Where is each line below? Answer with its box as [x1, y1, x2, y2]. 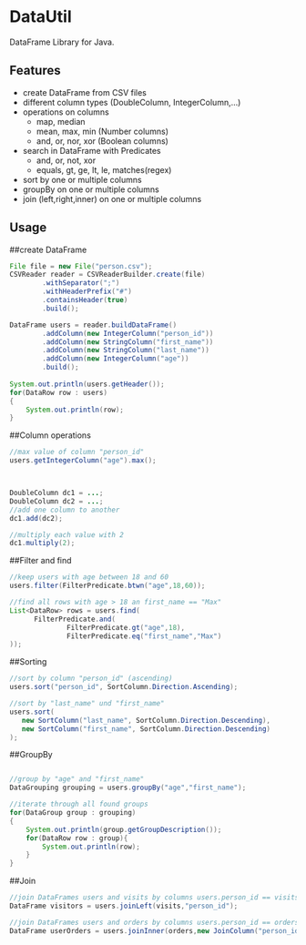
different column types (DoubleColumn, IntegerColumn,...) [22, 97, 241, 107]
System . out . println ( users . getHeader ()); [9, 380, 166, 389]
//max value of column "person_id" [9, 448, 145, 457]
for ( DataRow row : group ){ [25, 833, 128, 843]
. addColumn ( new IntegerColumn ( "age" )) [42, 354, 189, 363]
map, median [36, 116, 86, 127]
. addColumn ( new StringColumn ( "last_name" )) [42, 346, 209, 355]
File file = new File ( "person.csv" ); [9, 261, 153, 270]
